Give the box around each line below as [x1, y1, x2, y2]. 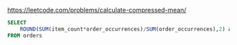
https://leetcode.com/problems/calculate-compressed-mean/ [7, 6, 187, 14]
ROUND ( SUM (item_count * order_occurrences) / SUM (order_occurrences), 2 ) [20, 26, 226, 33]
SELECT [7, 19, 27, 26]
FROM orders [7, 32, 42, 39]
